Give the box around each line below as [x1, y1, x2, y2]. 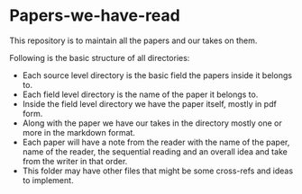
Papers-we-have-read [9, 5, 180, 26]
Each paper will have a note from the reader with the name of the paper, [22, 137, 290, 147]
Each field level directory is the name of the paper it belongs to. [22, 89, 259, 100]
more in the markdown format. [22, 127, 135, 137]
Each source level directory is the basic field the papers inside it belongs [22, 69, 293, 81]
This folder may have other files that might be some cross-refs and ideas [22, 165, 294, 176]
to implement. [22, 174, 74, 185]
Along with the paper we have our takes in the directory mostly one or [22, 118, 282, 128]
